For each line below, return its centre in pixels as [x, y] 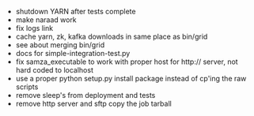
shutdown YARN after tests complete [76, 11]
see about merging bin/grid [60, 45]
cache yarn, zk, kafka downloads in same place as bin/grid [112, 36]
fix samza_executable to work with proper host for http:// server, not [127, 62]
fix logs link [34, 28]
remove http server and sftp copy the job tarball [93, 103]
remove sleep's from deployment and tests [85, 95]
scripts [27, 87]
